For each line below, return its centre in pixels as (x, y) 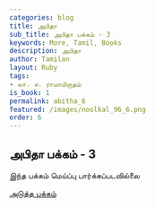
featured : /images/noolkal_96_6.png (77, 109)
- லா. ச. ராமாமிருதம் (46, 84)
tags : (19, 76)
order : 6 (26, 117)
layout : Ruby (34, 68)
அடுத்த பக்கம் (33, 193)
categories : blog (42, 17)
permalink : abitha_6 (48, 101)
